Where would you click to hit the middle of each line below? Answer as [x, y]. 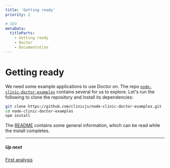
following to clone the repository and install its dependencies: [69, 97]
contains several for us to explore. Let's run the [105, 92]
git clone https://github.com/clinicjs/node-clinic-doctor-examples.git [83, 106]
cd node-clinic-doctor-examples [39, 111]
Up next [14, 147]
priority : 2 [18, 15]
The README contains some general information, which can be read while [83, 125]
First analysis [19, 160]
